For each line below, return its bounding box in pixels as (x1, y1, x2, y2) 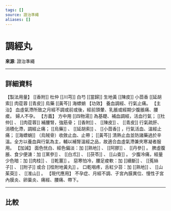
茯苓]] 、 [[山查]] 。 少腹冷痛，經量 (90, 151, 163, 157)
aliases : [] (5, 17, 31, 22)
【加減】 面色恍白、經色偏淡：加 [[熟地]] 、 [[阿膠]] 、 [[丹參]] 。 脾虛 (15, 145, 161, 151)
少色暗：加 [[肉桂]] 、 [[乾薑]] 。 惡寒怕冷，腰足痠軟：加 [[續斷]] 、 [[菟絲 (5, 157, 159, 164)
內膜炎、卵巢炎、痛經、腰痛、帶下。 (5, 177, 81, 183)
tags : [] (5, 7, 24, 13)
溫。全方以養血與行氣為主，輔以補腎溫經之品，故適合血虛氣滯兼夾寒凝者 (5, 139, 157, 145)
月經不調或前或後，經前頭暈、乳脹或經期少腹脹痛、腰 (46, 107, 158, 113)
